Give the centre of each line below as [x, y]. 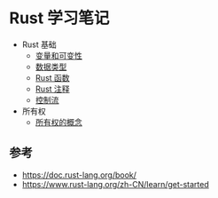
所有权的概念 [58, 122]
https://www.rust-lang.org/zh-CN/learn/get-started [116, 184]
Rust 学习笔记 [59, 18]
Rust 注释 [52, 89]
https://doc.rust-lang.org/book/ [79, 175]
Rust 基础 [39, 44]
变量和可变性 [58, 55]
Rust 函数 [52, 77]
